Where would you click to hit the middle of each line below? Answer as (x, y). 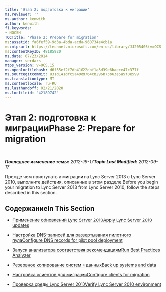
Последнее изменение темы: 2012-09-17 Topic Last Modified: (71, 162)
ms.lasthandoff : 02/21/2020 (34, 88)
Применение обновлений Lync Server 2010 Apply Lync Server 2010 (82, 220)
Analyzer (21, 255)
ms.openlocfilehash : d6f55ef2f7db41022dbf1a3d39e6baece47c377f (72, 70)
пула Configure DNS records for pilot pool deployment (67, 240)
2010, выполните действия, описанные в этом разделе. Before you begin (82, 182)
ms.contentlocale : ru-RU (31, 83)
